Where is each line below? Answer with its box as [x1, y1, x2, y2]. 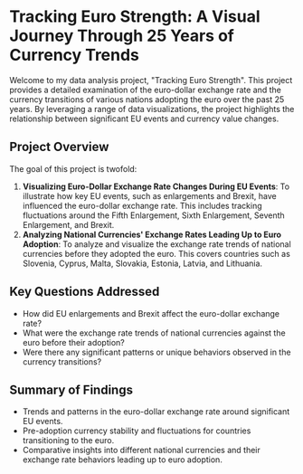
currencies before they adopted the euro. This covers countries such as [22, 248, 291, 259]
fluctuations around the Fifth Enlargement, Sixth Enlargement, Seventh [22, 210, 285, 221]
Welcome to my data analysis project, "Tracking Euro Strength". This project [9, 74, 293, 85]
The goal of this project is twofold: [9, 163, 137, 174]
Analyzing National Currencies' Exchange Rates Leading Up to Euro [22, 229, 282, 240]
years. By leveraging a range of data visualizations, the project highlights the [9, 103, 295, 114]
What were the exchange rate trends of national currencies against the [22, 327, 287, 338]
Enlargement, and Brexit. [22, 219, 115, 230]
